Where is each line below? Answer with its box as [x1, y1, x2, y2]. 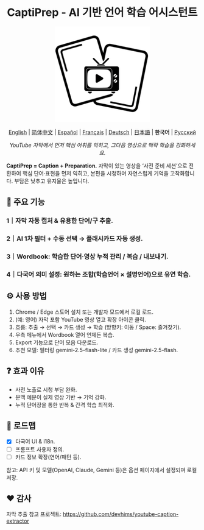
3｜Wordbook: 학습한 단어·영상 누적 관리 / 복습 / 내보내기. [6, 252, 169, 261]
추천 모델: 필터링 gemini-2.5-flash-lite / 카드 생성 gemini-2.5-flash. [15, 346, 178, 353]
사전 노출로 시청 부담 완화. [15, 386, 77, 393]
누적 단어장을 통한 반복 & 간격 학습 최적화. [15, 401, 114, 408]
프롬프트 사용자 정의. [15, 445, 65, 453]
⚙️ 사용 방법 [6, 291, 47, 302]
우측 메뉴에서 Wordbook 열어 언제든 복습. [15, 331, 114, 338]
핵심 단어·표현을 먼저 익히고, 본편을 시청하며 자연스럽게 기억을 [22, 169, 169, 177]
